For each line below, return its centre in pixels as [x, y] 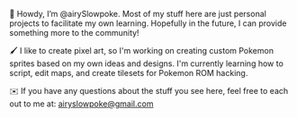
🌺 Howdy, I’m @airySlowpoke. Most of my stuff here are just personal [138, 14]
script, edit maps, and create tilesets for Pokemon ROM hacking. [129, 73]
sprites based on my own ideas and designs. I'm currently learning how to [146, 63]
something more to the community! [74, 33]
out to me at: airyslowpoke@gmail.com [81, 104]
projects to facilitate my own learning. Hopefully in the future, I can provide [148, 23]
